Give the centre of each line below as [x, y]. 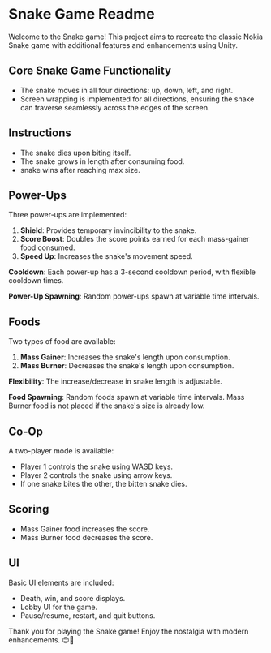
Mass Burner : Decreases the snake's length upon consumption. [127, 366]
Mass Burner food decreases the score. [86, 537]
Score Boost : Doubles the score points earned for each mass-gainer [135, 239]
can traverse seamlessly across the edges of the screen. [115, 107]
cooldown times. [36, 281]
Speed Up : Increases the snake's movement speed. [106, 256]
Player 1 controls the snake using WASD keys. [96, 466]
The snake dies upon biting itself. [75, 153]
